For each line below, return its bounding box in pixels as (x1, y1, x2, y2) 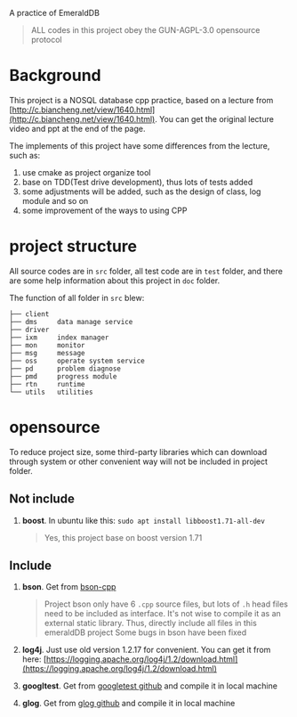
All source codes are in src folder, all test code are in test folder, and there (9, 265, 283, 276)
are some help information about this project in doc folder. (9, 275, 221, 286)
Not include (9, 492, 76, 507)
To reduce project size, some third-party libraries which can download (9, 446, 268, 457)
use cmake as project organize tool (21, 167, 151, 177)
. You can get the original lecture (154, 113, 274, 124)
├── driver (9, 325, 50, 334)
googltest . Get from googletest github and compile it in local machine (21, 680, 278, 691)
